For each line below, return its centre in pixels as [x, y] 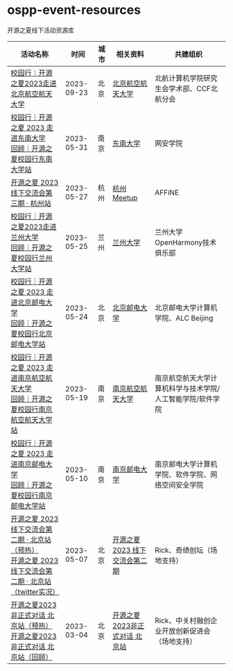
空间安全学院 [183, 485]
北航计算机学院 [179, 78]
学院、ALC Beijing [184, 318]
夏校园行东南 [32, 159]
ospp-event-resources [74, 10]
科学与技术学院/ [195, 388]
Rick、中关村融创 [183, 620]
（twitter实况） [35, 592]
